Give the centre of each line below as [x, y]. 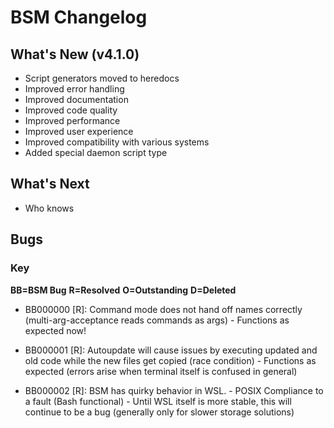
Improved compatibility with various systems [117, 142]
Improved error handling [74, 89]
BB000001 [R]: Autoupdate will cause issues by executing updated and [171, 350]
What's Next [50, 184]
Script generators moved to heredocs [102, 78]
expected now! [55, 330]
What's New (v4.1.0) [75, 54]
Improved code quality [71, 110]
